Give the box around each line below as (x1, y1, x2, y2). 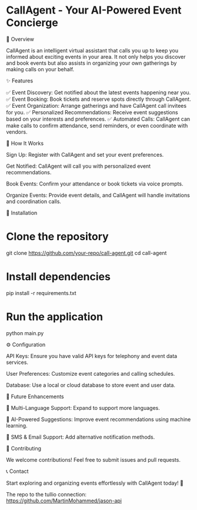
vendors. (6, 128, 28, 135)
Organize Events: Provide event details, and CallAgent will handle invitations (6, 191, 190, 198)
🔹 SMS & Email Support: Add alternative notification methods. (6, 433, 155, 441)
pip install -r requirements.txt (6, 289, 76, 296)
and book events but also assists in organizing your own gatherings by (6, 59, 177, 67)
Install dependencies (6, 270, 111, 283)
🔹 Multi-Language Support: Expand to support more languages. (6, 404, 160, 411)
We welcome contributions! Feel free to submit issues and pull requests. (6, 456, 181, 463)
